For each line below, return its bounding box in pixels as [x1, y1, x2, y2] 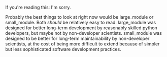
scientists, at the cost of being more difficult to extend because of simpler [5, 41, 160, 47]
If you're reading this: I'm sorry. [5, 5, 71, 10]
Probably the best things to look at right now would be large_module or [5, 14, 154, 20]
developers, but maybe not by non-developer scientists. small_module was [5, 30, 162, 36]
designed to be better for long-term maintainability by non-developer [5, 35, 150, 41]
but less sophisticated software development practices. [5, 46, 121, 52]
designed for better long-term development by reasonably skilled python [5, 25, 157, 31]
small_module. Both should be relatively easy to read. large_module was [5, 20, 156, 25]
